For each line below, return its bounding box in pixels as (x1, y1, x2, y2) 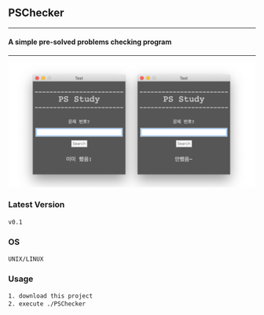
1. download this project (8, 292, 93, 300)
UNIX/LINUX (8, 255, 44, 263)
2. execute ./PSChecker (8, 300, 86, 308)
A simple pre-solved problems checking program (8, 37, 172, 46)
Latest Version (8, 199, 65, 210)
